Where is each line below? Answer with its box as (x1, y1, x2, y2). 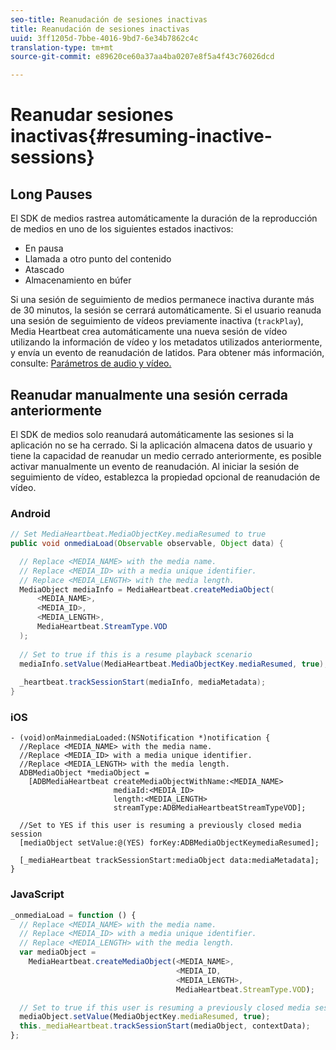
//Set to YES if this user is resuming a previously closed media (19, 821, 302, 831)
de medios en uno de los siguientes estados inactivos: (10, 223, 234, 235)
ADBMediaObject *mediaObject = (19, 768, 150, 778)
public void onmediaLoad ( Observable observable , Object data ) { (10, 539, 284, 549)
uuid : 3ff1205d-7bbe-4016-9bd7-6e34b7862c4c (10, 33, 199, 43)
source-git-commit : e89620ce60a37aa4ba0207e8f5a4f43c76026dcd (10, 52, 275, 62)
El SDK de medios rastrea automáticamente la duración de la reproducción (10, 212, 318, 225)
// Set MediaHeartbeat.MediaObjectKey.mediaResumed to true (10, 529, 267, 540)
